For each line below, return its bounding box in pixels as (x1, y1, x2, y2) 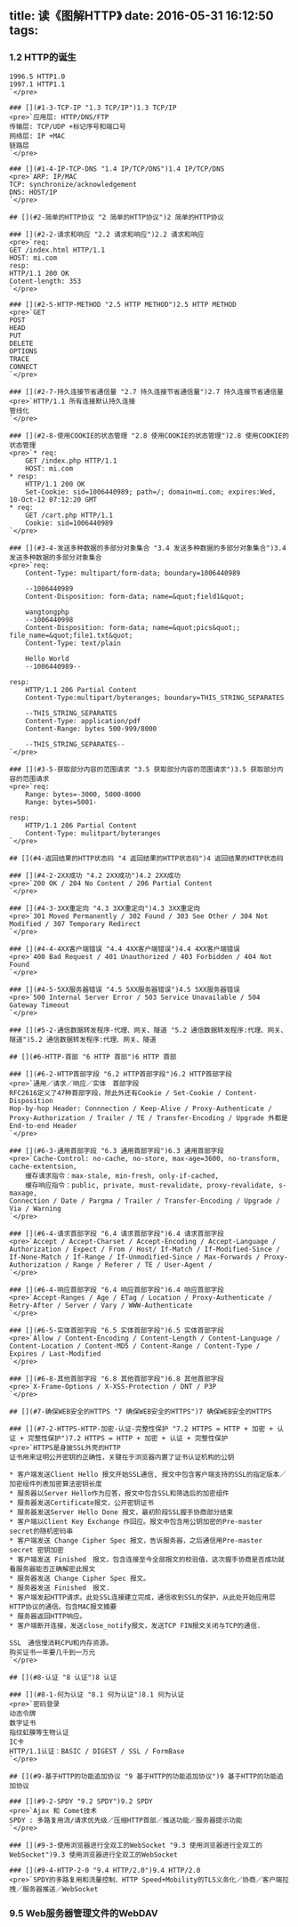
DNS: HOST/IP (9, 188, 58, 197)
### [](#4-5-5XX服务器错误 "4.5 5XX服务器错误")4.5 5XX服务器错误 (9, 985, 240, 994)
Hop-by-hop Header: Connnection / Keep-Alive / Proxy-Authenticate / (9, 1104, 273, 1113)
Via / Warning (9, 1204, 62, 1213)
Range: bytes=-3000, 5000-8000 (25, 790, 141, 799)
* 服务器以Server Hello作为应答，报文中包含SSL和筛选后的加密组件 (9, 1488, 230, 1497)
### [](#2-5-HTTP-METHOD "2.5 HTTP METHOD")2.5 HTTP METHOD (9, 300, 238, 309)
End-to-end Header (9, 1121, 77, 1130)
